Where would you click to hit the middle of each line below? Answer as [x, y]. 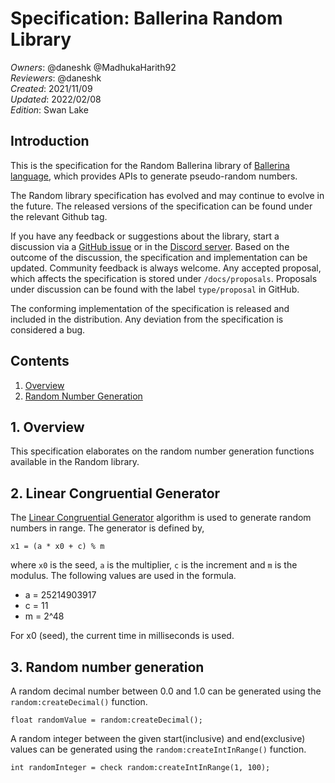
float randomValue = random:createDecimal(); [106, 720]
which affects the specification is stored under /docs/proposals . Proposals [164, 278]
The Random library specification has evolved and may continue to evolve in [167, 195]
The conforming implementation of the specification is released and [150, 308]
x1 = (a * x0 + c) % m [57, 547]
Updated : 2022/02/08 [56, 99]
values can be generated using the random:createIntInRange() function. [158, 749]
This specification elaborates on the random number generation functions [162, 451]
